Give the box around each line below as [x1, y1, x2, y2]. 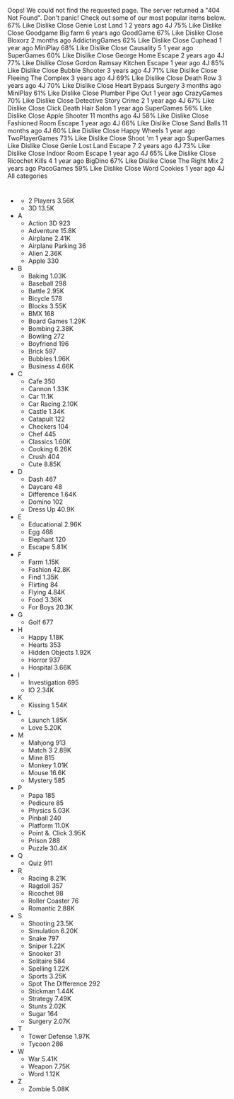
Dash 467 [28, 475, 57, 484]
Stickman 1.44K [28, 987, 74, 996]
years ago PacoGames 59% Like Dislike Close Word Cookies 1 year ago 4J [7, 164, 225, 172]
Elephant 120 [28, 535, 66, 544]
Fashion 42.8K [28, 565, 71, 574]
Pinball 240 [28, 814, 62, 823]
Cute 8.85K [28, 460, 62, 468]
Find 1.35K [28, 573, 59, 582]
